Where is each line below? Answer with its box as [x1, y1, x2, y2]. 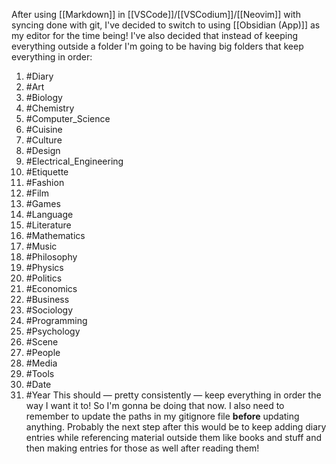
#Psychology [25, 325, 81, 337]
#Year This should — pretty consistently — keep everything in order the [25, 389, 322, 401]
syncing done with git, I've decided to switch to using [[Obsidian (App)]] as [11, 19, 321, 31]
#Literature [25, 219, 72, 231]
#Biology [25, 92, 63, 103]
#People [25, 347, 61, 358]
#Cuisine [25, 124, 63, 135]
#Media [25, 357, 58, 369]
